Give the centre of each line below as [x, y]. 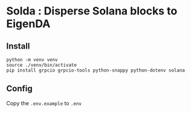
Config [19, 89]
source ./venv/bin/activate [42, 65]
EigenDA [28, 24]
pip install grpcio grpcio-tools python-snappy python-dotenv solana [96, 70]
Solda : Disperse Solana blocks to [92, 11]
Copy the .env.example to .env [44, 103]
